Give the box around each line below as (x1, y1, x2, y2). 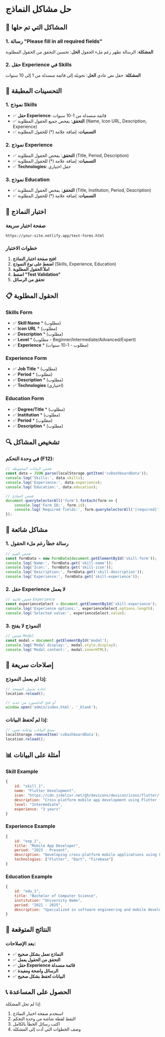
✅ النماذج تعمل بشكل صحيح (12, 951, 63, 957)
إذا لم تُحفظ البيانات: (5, 716, 48, 723)
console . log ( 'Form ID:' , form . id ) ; (14, 503, 87, 507)
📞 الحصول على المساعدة (5, 988, 71, 996)
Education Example (5, 873, 53, 880)
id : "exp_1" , (14, 838, 41, 844)
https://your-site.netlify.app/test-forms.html (5, 234, 105, 238)
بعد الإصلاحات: (5, 940, 36, 947)
